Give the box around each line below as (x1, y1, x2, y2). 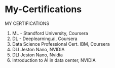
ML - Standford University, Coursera (12, 30, 88, 36)
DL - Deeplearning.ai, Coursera (12, 36, 78, 42)
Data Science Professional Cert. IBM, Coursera (12, 41, 110, 47)
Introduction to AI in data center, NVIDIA (12, 57, 96, 63)
